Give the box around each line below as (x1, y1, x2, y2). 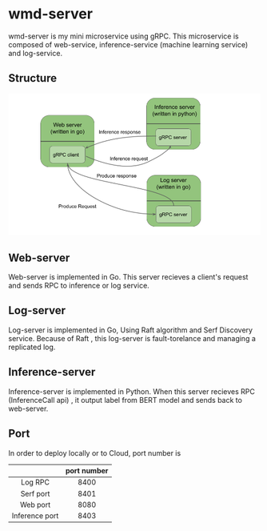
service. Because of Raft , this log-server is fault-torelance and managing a (8, 333, 256, 343)
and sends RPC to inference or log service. (8, 281, 149, 291)
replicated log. (8, 342, 56, 352)
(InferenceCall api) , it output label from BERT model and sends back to (8, 395, 242, 404)
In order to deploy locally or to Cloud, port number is (8, 448, 181, 457)
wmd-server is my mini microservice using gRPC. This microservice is (8, 31, 239, 41)
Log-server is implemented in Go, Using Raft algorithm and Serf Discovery (8, 325, 253, 335)
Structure (8, 71, 58, 85)
